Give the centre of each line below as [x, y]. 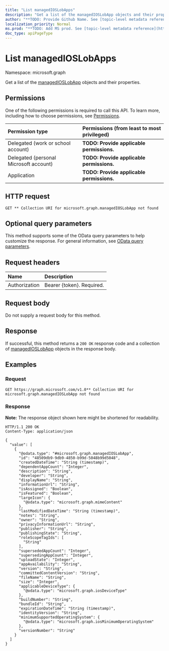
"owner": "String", [39, 520]
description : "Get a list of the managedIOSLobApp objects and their [80, 15]
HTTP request [28, 197]
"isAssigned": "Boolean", [46, 489]
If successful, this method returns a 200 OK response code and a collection [82, 343]
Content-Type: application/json [39, 431]
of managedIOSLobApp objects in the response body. [61, 349]
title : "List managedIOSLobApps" [40, 10]
